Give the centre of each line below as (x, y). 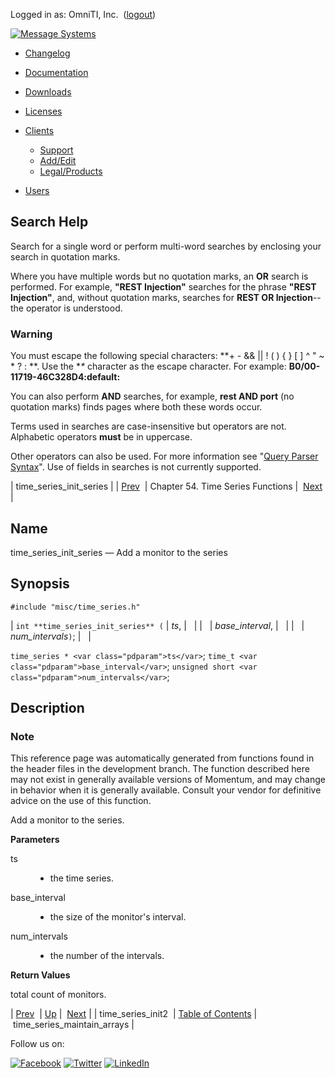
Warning (31, 334)
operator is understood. (74, 308)
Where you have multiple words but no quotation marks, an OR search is (159, 276)
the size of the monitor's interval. (118, 917)
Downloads (48, 92)
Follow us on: (37, 1044)
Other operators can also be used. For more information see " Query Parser (164, 456)
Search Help (49, 222)
